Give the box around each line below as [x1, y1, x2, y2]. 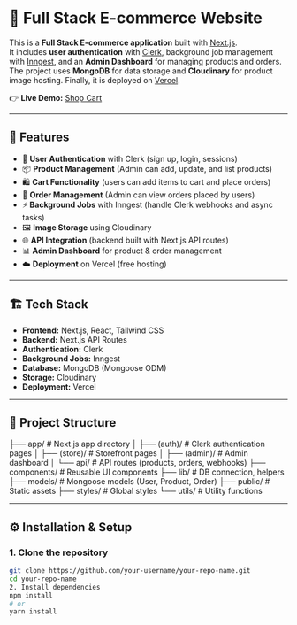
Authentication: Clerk [21, 343, 103, 354]
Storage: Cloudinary [21, 372, 97, 382]
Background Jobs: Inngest [21, 353, 121, 364]
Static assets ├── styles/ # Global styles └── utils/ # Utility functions [9, 486, 263, 497]
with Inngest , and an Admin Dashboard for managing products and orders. [9, 56, 283, 66]
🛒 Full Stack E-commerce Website [9, 8, 263, 28]
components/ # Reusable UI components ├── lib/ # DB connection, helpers [9, 467, 285, 477]
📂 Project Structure [9, 415, 117, 430]
